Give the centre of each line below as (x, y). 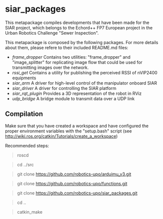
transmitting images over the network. (50, 67)
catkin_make (30, 212)
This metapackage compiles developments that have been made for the (77, 22)
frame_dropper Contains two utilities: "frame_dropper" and (71, 57)
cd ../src (25, 164)
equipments (24, 78)
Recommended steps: (27, 146)
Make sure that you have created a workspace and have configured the (77, 126)
